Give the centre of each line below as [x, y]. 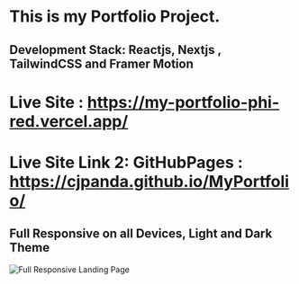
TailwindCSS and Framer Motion [101, 63]
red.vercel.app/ [69, 121]
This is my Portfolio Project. [115, 17]
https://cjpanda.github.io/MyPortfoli [149, 181]
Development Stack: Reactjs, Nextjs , [116, 50]
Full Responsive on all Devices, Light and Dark [141, 234]
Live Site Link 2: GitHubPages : [126, 162]
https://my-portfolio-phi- [183, 102]
